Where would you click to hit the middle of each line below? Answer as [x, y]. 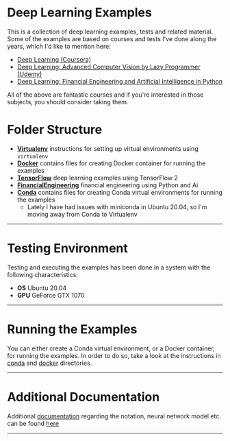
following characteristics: [43, 274]
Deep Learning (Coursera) [54, 59]
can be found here [33, 423]
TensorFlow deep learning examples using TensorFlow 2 [97, 178]
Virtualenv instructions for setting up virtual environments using [107, 148]
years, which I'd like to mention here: [59, 46]
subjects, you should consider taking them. [68, 102]
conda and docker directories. [50, 363]
